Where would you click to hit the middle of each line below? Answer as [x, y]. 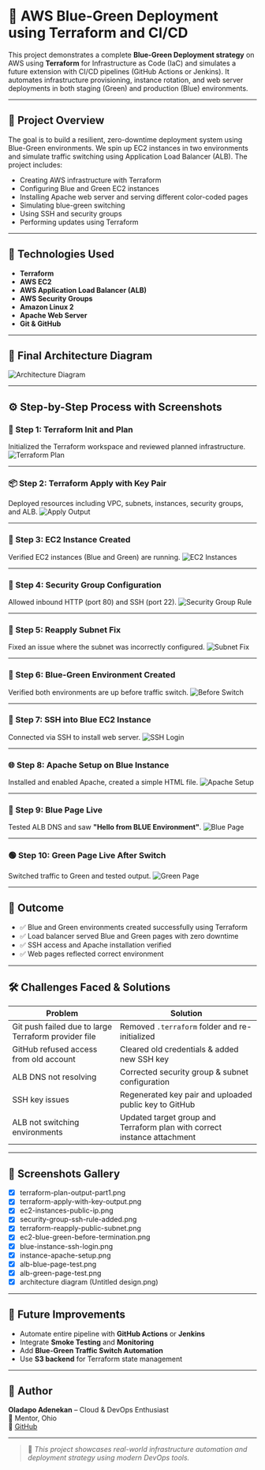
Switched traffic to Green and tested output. [80, 876]
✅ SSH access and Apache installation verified [95, 945]
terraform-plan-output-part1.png [73, 1193]
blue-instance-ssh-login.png [66, 1246]
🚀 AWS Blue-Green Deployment [113, 16]
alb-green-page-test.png [60, 1273]
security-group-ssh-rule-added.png [78, 1220]
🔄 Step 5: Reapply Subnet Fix [65, 629]
